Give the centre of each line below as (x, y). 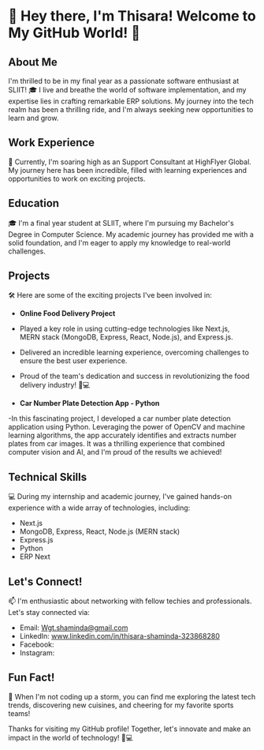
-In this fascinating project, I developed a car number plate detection (119, 418)
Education (34, 203)
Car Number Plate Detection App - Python (89, 403)
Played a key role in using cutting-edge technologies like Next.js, (125, 329)
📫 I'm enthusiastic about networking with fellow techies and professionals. (130, 601)
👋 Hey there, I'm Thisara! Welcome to (132, 16)
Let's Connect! (45, 581)
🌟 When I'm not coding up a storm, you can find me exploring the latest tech (132, 696)
